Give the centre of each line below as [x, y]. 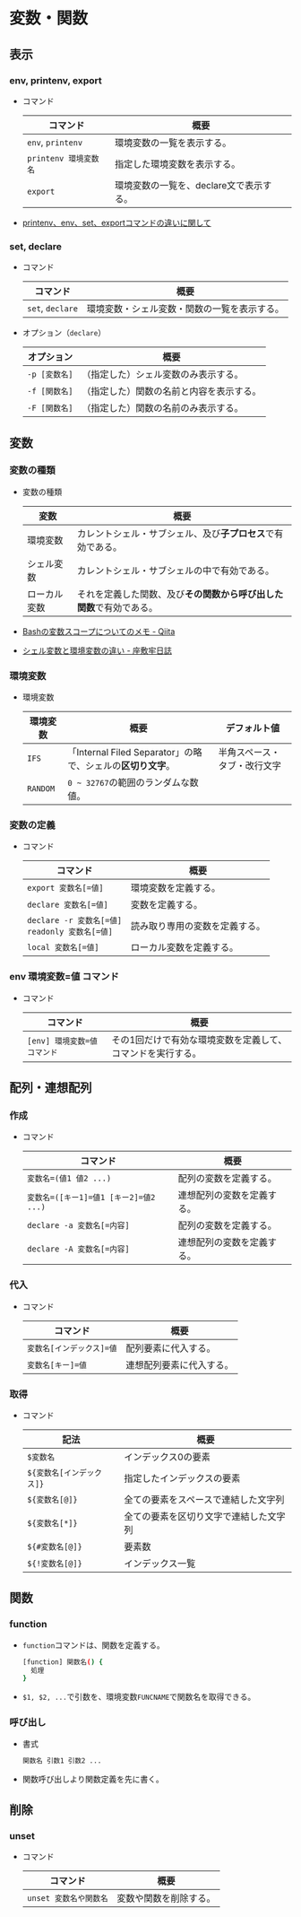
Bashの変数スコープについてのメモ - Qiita [99, 631]
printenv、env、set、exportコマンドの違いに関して [117, 222]
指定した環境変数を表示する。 [178, 164]
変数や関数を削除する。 [167, 1898]
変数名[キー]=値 [56, 1365]
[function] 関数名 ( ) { [62, 1662]
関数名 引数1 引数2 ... [62, 1760]
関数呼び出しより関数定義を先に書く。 [93, 1779]
